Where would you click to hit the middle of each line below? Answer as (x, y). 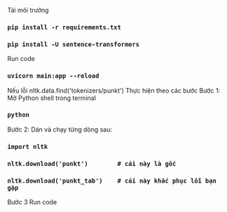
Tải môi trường (28, 10)
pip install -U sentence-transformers (74, 44)
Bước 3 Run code (32, 202)
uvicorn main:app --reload (53, 76)
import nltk (28, 147)
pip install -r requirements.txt (64, 27)
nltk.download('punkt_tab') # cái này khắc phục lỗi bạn (112, 181)
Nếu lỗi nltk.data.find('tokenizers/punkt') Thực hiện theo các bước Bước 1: (114, 90)
